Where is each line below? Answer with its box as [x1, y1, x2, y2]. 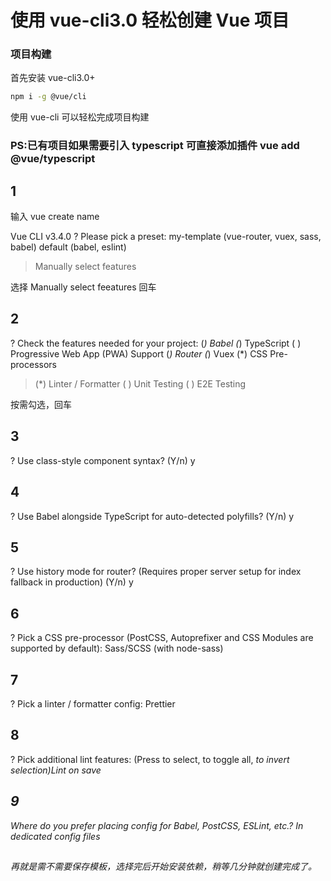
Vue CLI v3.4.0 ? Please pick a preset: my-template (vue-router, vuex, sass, [10, 231, 322, 243]
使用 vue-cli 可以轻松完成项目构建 [10, 111, 150, 123]
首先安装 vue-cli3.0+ [10, 72, 96, 84]
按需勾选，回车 [10, 398, 72, 410]
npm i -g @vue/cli [10, 92, 87, 102]
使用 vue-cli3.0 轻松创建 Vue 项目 [10, 9, 290, 32]
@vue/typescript [10, 152, 96, 166]
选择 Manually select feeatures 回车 [10, 281, 157, 293]
